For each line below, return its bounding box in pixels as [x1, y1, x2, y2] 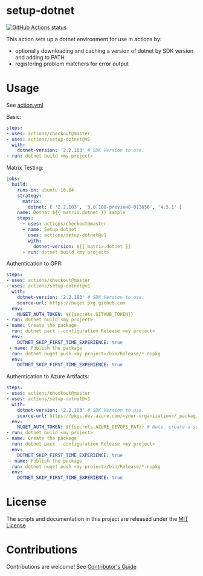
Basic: [6, 113, 22, 120]
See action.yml [6, 101, 43, 109]
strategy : [17, 192, 42, 199]
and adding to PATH [14, 53, 65, 61]
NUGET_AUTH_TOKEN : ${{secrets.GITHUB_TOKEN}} [17, 311, 134, 317]
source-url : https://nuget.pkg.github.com [17, 300, 126, 306]
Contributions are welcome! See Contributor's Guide [6, 563, 137, 570]
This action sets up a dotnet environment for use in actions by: [6, 35, 162, 42]
